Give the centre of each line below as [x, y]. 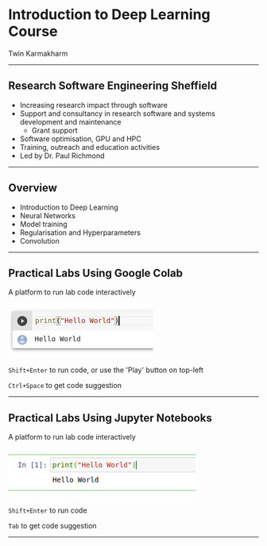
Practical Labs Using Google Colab [95, 273]
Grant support [54, 130]
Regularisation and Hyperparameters [80, 233]
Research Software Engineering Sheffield [112, 86]
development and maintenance [70, 121]
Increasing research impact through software [94, 105]
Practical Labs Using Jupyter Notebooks [110, 418]
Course [33, 31]
